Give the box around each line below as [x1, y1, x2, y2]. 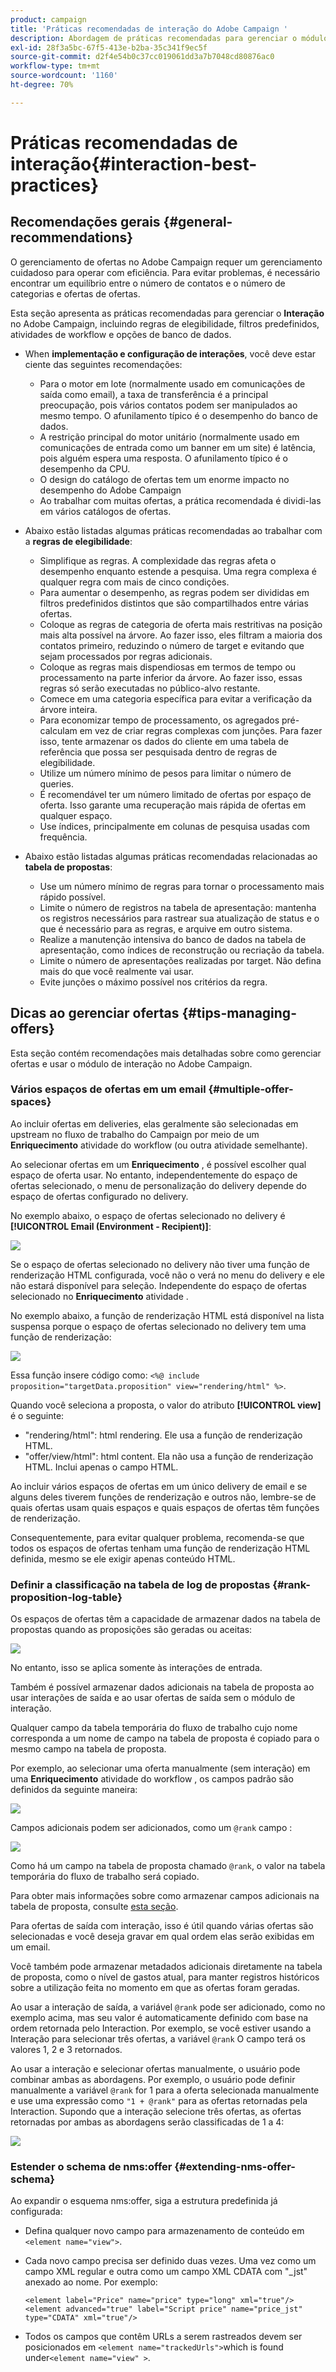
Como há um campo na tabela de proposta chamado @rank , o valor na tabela [10, 1860, 326, 1872]
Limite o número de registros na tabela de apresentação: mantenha [39, 901, 317, 913]
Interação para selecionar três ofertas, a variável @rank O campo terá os [10, 2033, 306, 2045]
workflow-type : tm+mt [10, 61, 101, 71]
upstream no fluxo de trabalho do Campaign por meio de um [10, 1128, 260, 1140]
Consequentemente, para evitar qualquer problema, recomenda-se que [10, 1531, 305, 1543]
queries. [39, 777, 74, 790]
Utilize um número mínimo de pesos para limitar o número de [39, 767, 292, 779]
